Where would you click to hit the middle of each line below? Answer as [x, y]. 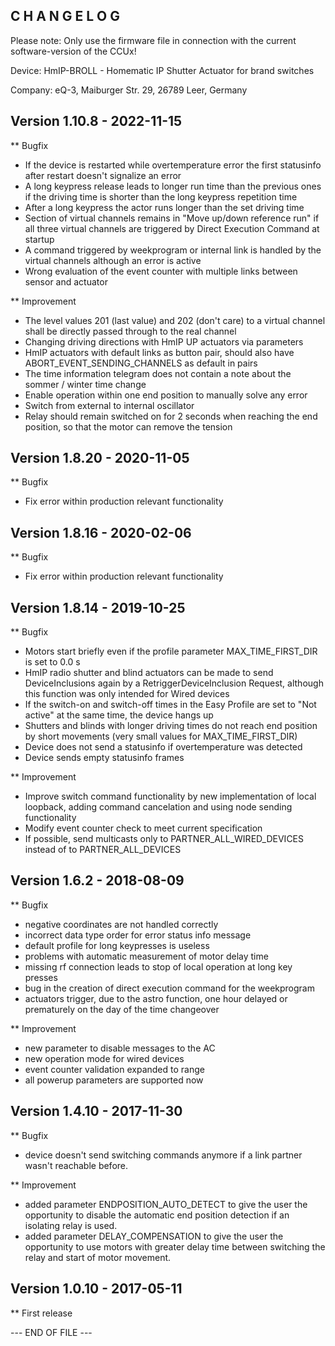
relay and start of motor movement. [98, 1257]
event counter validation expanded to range [114, 1069]
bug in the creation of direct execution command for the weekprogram [169, 988]
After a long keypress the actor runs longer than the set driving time [164, 207]
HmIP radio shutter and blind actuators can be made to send [149, 673]
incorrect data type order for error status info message [138, 935]
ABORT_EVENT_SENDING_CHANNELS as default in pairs [141, 363]
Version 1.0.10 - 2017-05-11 [96, 1289]
